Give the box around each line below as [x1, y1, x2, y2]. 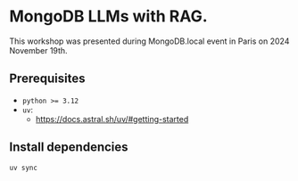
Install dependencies [9, 140, 128, 155]
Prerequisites [9, 71, 86, 86]
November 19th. [9, 45, 69, 55]
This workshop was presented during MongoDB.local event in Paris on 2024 [9, 36, 290, 46]
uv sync [9, 163, 38, 172]
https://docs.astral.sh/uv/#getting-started [35, 113, 189, 124]
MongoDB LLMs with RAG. [9, 6, 208, 27]
